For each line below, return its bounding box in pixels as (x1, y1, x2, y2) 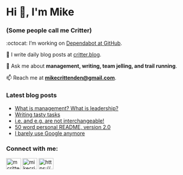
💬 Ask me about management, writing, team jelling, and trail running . (6, 62, 177, 70)
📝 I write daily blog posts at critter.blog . (6, 51, 102, 58)
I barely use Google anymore (14, 130, 86, 137)
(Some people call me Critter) (6, 27, 92, 35)
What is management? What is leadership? (14, 104, 119, 111)
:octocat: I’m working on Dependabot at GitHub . (6, 39, 122, 47)
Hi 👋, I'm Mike (6, 5, 75, 19)
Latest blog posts (6, 91, 57, 100)
